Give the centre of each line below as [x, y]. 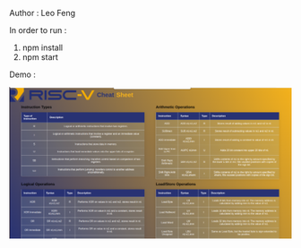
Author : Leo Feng [43, 13]
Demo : [22, 74]
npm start [40, 57]
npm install [43, 47]
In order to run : [38, 30]
